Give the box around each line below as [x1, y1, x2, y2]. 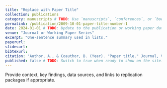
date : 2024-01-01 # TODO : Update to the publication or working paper [5, 26, 155, 31]
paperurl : [5, 40, 26, 45]
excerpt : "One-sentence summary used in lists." [5, 35, 108, 40]
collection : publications [5, 12, 59, 17]
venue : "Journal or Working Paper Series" [5, 30, 94, 35]
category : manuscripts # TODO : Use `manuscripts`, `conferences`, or [5, 16, 153, 21]
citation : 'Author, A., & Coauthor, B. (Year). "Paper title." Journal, [5, 53, 159, 59]
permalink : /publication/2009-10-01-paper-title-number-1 [5, 21, 128, 26]
